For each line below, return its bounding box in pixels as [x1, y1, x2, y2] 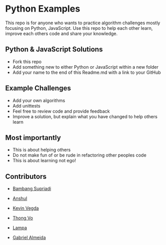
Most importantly [5, 133, 62, 142]
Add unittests [12, 103, 40, 109]
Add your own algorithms [12, 97, 66, 104]
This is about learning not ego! [12, 158, 77, 164]
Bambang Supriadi [12, 185, 51, 192]
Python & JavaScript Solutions [5, 45, 103, 54]
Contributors [5, 172, 47, 181]
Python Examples [5, 3, 81, 15]
